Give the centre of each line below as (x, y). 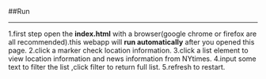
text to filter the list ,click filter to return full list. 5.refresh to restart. (117, 67)
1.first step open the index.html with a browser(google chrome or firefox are (133, 34)
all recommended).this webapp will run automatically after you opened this (131, 42)
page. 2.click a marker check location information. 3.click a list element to (128, 50)
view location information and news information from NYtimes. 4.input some (133, 59)
